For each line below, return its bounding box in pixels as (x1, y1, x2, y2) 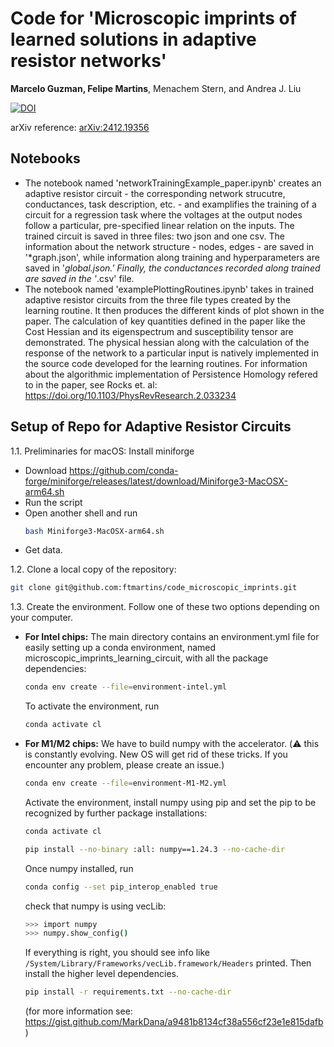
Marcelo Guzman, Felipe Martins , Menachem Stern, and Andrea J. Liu (10, 82, 302, 94)
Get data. (24, 544, 63, 556)
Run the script (24, 496, 83, 508)
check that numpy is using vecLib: (24, 900, 167, 912)
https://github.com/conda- (69, 464, 179, 476)
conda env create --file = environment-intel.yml (24, 682, 227, 692)
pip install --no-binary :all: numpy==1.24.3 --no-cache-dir (24, 844, 286, 854)
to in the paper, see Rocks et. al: (24, 378, 158, 391)
